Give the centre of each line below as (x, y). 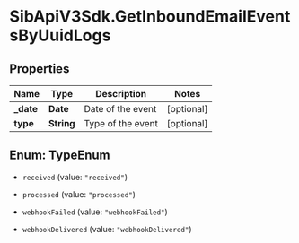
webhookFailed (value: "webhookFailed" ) (95, 212)
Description (121, 94)
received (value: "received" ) (75, 177)
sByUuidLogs (60, 35)
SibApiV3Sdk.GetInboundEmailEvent (150, 17)
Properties (40, 69)
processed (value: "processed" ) (79, 194)
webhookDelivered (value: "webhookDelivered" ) (107, 229)
